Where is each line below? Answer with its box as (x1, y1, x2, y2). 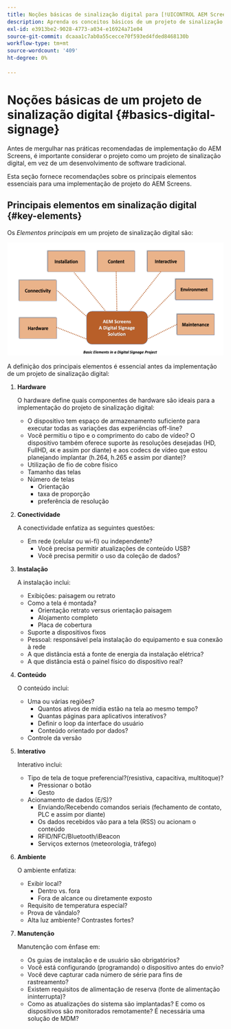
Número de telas (27, 475, 75, 483)
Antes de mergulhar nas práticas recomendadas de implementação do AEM (7, 144, 222, 153)
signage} (7, 121, 60, 137)
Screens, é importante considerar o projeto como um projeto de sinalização (7, 151, 221, 159)
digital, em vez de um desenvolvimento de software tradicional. (7, 159, 187, 167)
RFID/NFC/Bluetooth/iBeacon (37, 832, 120, 840)
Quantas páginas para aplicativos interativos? (37, 711, 167, 720)
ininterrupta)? (27, 992, 66, 1000)
